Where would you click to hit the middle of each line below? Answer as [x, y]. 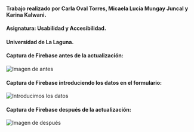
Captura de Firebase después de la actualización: [69, 109]
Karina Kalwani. [26, 14]
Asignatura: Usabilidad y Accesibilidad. [56, 28]
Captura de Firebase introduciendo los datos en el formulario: [84, 82]
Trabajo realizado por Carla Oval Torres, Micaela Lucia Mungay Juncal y [97, 8]
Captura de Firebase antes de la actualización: [65, 56]
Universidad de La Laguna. [40, 42]
